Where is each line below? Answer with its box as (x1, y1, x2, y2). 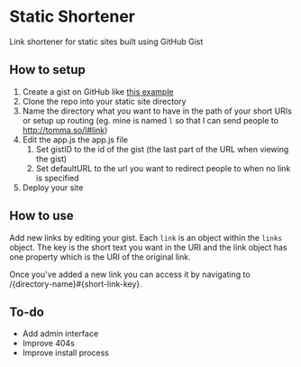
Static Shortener (9, 6, 135, 27)
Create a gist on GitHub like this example (22, 86, 174, 96)
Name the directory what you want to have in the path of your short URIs (22, 106, 293, 116)
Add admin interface (22, 328, 99, 339)
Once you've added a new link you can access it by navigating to (9, 269, 251, 280)
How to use (9, 208, 74, 224)
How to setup (9, 62, 86, 78)
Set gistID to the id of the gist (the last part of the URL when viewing (35, 143, 289, 154)
